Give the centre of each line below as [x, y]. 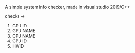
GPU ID [19, 26]
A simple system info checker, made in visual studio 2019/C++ [67, 7]
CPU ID [19, 41]
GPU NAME [24, 31]
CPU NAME [24, 36]
